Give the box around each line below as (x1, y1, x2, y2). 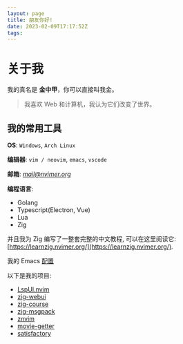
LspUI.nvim (17, 285, 50, 294)
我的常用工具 (7, 122, 62, 134)
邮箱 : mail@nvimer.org (7, 170, 71, 178)
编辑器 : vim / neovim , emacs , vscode (7, 155, 107, 163)
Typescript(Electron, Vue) (17, 206, 91, 214)
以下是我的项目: (7, 271, 52, 280)
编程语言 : (7, 184, 34, 193)
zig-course (17, 300, 49, 308)
